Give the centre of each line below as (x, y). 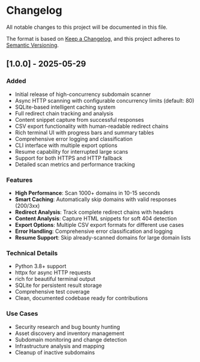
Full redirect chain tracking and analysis (64, 113)
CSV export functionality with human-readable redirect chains (92, 126)
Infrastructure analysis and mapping (60, 346)
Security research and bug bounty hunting (67, 327)
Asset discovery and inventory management (69, 333)
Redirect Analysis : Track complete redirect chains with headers (94, 212)
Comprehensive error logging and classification (74, 139)
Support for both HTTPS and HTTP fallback (68, 158)
